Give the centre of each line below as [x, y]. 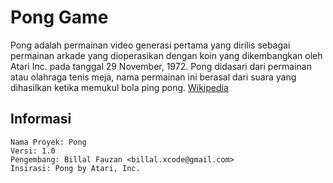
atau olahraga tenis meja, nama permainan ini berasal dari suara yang [153, 77]
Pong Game [59, 17]
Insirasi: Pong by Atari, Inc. [75, 168]
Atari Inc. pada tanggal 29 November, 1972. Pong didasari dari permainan [161, 66]
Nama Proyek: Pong [48, 142]
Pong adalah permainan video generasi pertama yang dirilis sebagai [150, 45]
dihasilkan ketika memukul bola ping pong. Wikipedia [119, 87]
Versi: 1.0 [33, 151]
